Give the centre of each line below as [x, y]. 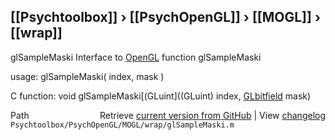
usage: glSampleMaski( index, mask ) [87, 76]
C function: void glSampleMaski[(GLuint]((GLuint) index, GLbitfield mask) [161, 96]
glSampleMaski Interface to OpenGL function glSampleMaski [136, 57]
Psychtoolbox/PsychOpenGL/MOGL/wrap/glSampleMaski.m [122, 125]
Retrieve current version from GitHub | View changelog [212, 115]
